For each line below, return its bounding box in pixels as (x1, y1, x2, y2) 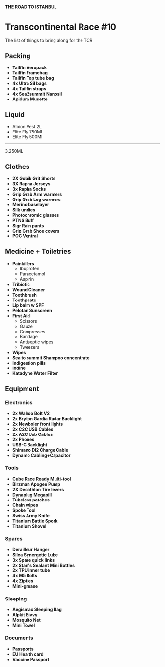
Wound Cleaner (12, 286, 45, 293)
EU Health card (12, 651, 44, 657)
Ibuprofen (19, 266, 40, 271)
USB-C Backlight (12, 442, 48, 448)
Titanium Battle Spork (12, 518, 58, 524)
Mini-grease (12, 583, 38, 589)
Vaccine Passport (12, 656, 50, 662)
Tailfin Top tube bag (12, 75, 54, 81)
